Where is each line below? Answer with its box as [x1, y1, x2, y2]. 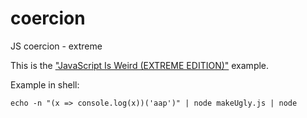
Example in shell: [10, 78, 80, 91]
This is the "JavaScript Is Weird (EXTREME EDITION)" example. [10, 59, 270, 71]
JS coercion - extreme [10, 40, 103, 52]
